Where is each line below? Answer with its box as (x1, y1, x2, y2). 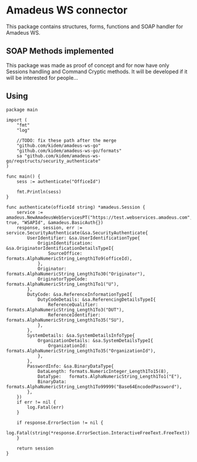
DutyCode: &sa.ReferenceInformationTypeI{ (27, 291, 133, 297)
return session (16, 445, 54, 451)
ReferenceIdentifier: (47, 312, 101, 318)
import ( (6, 117, 28, 123)
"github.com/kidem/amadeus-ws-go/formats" (16, 148, 122, 154)
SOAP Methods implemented (6, 46, 114, 56)
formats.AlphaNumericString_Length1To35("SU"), (6, 317, 125, 323)
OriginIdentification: (37, 240, 93, 246)
